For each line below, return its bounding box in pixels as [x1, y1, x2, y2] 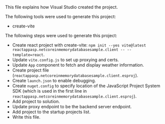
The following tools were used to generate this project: [5, 14, 116, 19]
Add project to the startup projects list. [12, 109, 91, 115]
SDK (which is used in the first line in [12, 88, 87, 94]
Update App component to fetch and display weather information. [12, 62, 144, 68]
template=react [12, 52, 44, 57]
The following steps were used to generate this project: [5, 33, 117, 38]
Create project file [12, 67, 49, 73]
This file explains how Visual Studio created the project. [5, 4, 118, 10]
